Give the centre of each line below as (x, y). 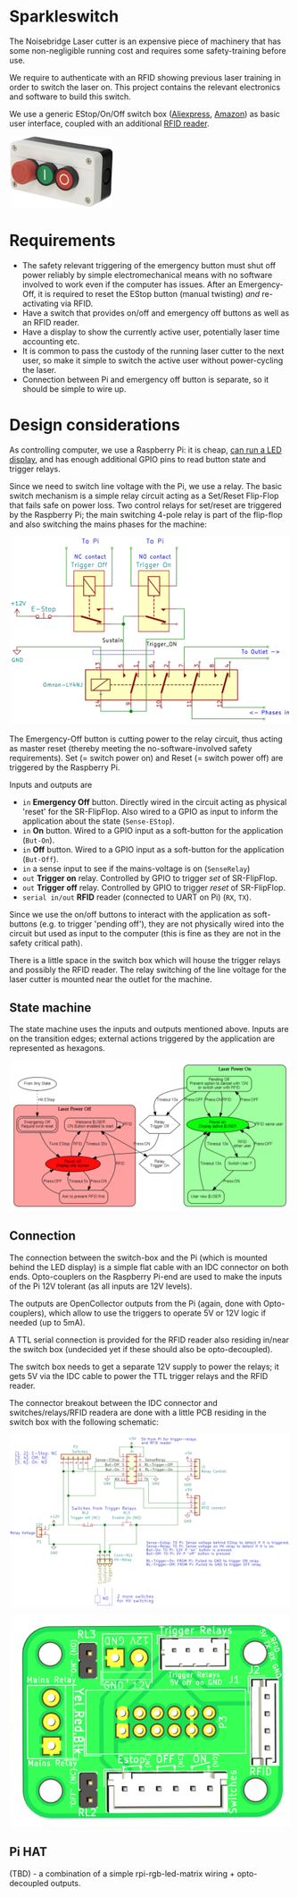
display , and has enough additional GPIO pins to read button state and (137, 459)
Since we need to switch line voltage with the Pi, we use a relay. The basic (146, 486)
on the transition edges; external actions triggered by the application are (142, 1038)
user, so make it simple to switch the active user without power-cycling (153, 360)
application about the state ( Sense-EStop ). (99, 821)
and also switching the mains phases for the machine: (108, 524)
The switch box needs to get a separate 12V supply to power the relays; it (144, 1367)
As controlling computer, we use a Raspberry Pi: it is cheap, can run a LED (146, 450)
